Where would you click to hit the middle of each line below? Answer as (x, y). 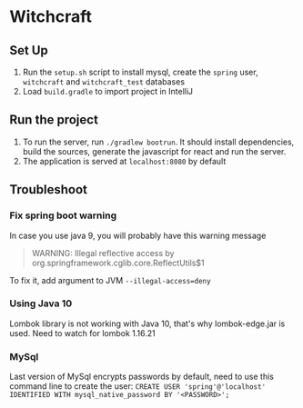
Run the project (54, 120)
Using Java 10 (41, 304)
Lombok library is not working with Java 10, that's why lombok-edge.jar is (147, 323)
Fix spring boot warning (63, 215)
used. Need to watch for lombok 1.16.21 (83, 333)
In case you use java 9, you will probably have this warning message (138, 235)
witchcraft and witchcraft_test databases (103, 82)
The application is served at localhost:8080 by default (124, 161)
